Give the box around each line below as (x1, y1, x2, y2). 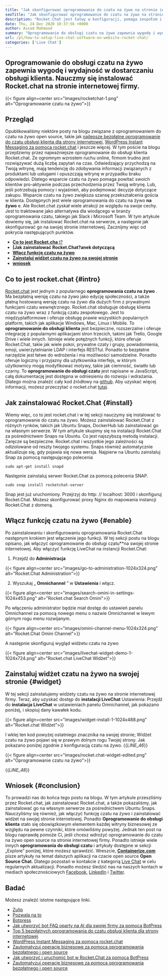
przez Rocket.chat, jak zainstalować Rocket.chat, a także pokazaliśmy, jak (5, 800, 157, 806)
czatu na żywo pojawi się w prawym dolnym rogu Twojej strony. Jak (5, 737, 145, 743)
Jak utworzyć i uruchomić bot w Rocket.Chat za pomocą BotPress (12, 954, 149, 960)
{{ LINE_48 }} (5, 767, 30, 773)
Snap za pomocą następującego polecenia (5, 454, 93, 460)
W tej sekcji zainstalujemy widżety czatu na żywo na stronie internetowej (5, 691, 155, 697)
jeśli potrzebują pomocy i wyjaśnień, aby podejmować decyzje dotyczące (5, 187, 156, 193)
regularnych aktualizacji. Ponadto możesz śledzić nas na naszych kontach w (5, 864, 163, 870)
